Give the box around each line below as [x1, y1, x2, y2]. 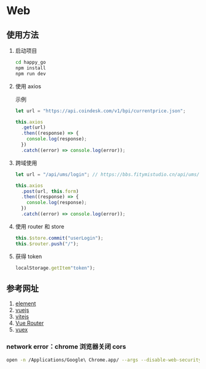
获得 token [15, 253, 42, 260]
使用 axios [15, 82, 42, 89]
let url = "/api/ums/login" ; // [15, 171, 98, 178]
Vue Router [15, 319, 44, 327]
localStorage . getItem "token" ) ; [15, 265, 96, 271]
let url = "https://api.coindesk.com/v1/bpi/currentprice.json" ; [15, 108, 186, 114]
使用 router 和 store [15, 223, 64, 230]
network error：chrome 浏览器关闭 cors [6, 343, 126, 351]
